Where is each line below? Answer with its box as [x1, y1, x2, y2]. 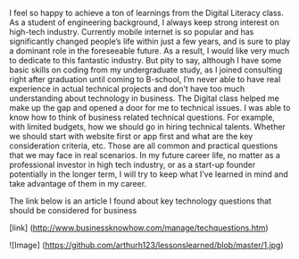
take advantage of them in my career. [9, 179, 147, 188]
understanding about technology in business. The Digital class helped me [9, 93, 279, 104]
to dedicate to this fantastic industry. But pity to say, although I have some [9, 55, 282, 65]
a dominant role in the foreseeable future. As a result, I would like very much [9, 46, 290, 56]
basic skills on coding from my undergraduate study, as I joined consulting [9, 64, 283, 75]
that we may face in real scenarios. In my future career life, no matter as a [9, 150, 281, 160]
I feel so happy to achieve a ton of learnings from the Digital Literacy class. [9, 8, 284, 18]
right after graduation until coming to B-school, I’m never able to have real [9, 74, 281, 84]
